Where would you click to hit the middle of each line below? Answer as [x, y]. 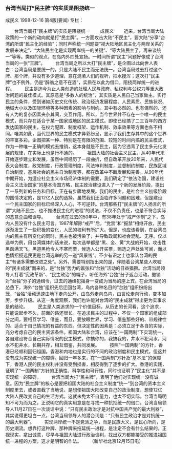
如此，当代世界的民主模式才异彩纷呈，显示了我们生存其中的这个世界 [95, 134]
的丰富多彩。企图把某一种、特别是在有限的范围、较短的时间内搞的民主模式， [86, 140]
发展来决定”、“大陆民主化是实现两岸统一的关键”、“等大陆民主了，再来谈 [81, 50]
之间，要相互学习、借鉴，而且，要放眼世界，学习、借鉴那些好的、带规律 [86, 319]
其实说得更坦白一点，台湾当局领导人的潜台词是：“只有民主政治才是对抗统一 [85, 416]
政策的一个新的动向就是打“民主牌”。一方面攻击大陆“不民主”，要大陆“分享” [83, 37]
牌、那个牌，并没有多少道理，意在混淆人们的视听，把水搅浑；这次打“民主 [83, 76]
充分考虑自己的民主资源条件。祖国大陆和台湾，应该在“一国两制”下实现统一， [86, 332]
